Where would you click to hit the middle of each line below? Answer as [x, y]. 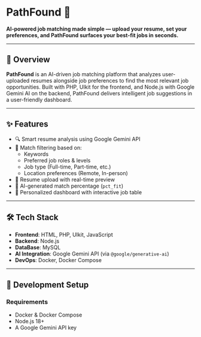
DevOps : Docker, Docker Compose [58, 260]
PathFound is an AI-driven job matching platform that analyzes [84, 74]
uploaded [18, 80]
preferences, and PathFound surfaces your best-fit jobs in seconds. [92, 35]
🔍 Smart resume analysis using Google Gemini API [77, 139]
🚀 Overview [28, 60]
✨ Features [27, 124]
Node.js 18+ [30, 321]
